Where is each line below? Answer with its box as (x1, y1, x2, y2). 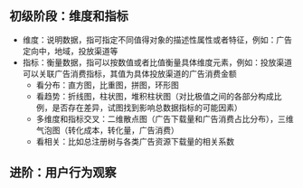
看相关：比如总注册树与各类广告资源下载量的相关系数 (35, 136, 235, 146)
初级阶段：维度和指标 (9, 8, 128, 24)
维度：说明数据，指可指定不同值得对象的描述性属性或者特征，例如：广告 (22, 34, 292, 45)
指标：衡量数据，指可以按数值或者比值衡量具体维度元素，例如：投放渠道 (22, 57, 292, 68)
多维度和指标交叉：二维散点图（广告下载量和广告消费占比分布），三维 (35, 113, 294, 124)
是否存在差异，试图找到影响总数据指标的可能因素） (52, 102, 242, 113)
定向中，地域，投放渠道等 (22, 45, 118, 56)
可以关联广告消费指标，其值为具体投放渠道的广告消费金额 (22, 68, 237, 79)
